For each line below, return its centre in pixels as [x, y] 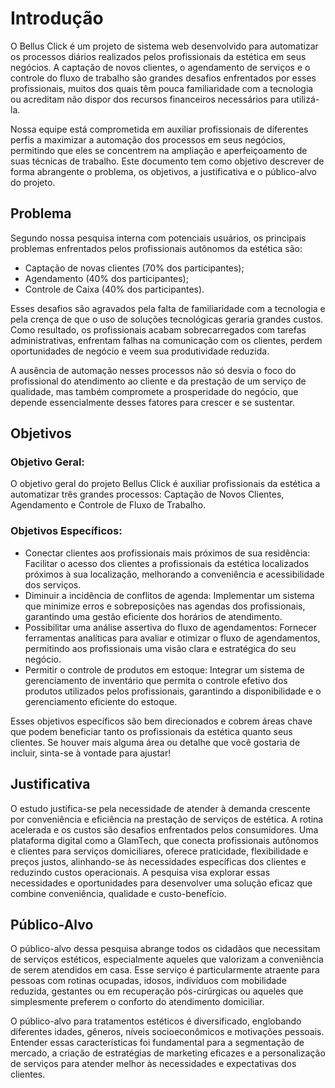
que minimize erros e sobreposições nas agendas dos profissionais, [165, 606]
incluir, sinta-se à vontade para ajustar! [91, 753]
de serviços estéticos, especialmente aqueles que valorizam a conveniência [167, 959]
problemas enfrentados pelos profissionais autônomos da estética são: [156, 248]
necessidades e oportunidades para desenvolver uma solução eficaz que [161, 883]
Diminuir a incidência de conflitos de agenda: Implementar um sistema [169, 595]
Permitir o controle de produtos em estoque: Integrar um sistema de [164, 669]
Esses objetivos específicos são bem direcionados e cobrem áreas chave [161, 721]
